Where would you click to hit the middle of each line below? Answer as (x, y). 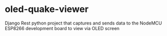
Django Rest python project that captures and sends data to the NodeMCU (83, 23)
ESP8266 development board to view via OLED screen (62, 28)
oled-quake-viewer (47, 9)
